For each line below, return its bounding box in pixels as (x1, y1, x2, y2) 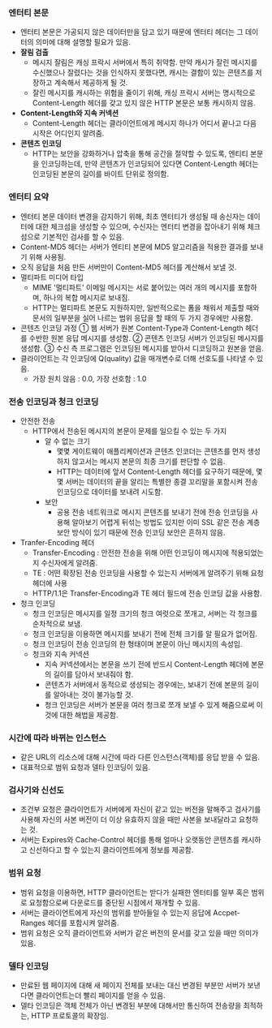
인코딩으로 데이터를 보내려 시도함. (56, 487, 164, 497)
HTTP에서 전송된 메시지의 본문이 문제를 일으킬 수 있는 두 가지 (32, 426, 227, 436)
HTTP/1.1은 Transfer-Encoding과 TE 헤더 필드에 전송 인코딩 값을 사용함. (32, 588, 262, 598)
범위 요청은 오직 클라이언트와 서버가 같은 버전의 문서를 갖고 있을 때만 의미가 (19, 927, 259, 938)
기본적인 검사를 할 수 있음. (41, 231, 124, 241)
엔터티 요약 (8, 191, 50, 203)
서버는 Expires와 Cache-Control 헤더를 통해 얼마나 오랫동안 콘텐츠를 (19, 835, 240, 845)
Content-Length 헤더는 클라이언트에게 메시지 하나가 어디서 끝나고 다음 (32, 118, 257, 128)
